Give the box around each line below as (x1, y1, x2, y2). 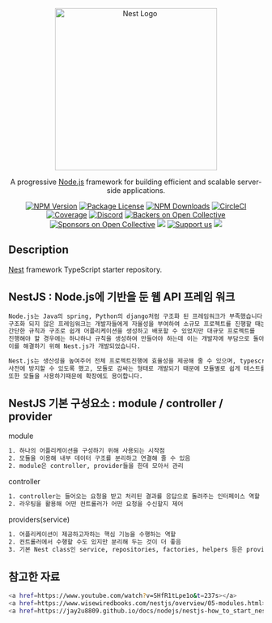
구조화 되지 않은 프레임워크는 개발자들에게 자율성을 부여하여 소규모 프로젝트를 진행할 (8, 320, 253, 328)
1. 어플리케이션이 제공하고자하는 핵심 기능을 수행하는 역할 (8, 530, 176, 539)
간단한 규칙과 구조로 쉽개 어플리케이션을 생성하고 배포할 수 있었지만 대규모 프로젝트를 (8, 327, 256, 336)
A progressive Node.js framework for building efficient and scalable (10, 177, 236, 187)
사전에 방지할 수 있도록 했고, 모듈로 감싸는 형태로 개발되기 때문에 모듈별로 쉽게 (8, 364, 240, 372)
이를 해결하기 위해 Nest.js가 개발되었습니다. (8, 342, 141, 350)
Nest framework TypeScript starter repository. (8, 264, 163, 274)
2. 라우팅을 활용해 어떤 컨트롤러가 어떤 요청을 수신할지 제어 (8, 500, 184, 508)
